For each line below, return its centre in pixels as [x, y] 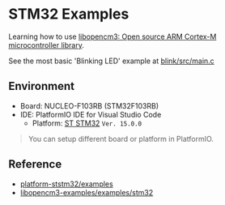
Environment [42, 86]
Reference [35, 164]
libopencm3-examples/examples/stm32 [87, 192]
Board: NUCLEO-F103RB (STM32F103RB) [89, 105]
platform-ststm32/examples [66, 184]
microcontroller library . [47, 45]
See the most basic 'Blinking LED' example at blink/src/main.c [111, 61]
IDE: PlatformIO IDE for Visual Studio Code [91, 114]
